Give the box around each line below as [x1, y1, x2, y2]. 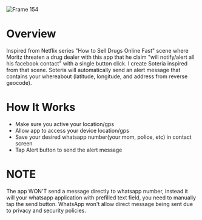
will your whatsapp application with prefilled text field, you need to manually [6, 194, 196, 201]
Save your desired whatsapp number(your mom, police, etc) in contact [15, 133, 192, 141]
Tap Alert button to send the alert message [15, 146, 123, 153]
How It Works [6, 101, 76, 115]
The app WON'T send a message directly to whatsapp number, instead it [6, 187, 188, 195]
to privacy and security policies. [6, 207, 86, 214]
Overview [6, 27, 56, 41]
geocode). [6, 79, 32, 86]
